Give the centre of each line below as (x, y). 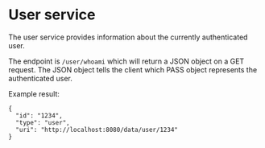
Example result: (34, 93)
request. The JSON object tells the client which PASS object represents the (133, 69)
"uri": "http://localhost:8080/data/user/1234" (97, 129)
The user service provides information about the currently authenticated (128, 37)
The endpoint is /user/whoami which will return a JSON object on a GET (126, 61)
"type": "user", (43, 122)
